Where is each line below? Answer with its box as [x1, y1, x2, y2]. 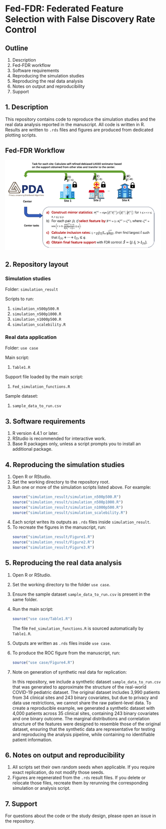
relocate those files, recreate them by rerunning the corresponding [12, 780, 148, 786]
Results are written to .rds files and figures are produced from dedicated [5, 127, 154, 133]
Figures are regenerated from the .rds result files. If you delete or [12, 775, 146, 781]
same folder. [12, 596, 38, 602]
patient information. [12, 737, 53, 743]
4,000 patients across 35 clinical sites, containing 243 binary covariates [12, 710, 159, 716]
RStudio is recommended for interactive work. [12, 435, 106, 442]
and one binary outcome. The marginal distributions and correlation [12, 715, 150, 721]
